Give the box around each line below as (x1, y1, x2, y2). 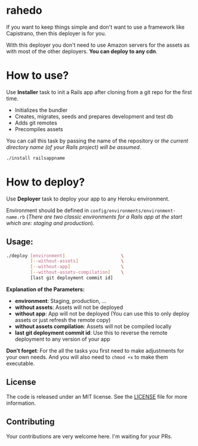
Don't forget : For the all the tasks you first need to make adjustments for (6, 347, 184, 354)
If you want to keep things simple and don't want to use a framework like (6, 23, 185, 31)
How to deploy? (6, 175, 85, 189)
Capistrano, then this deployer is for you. (6, 29, 106, 37)
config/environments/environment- (90, 208, 176, 214)
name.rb (6, 214, 26, 220)
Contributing (6, 417, 55, 427)
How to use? (6, 69, 69, 83)
